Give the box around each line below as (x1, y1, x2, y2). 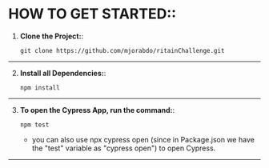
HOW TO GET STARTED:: (8, 5, 177, 23)
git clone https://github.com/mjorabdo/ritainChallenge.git (19, 46, 225, 54)
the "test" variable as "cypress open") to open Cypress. (31, 143, 216, 153)
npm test (19, 121, 50, 129)
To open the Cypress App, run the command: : (19, 105, 175, 114)
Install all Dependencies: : (19, 68, 106, 78)
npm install (19, 83, 60, 92)
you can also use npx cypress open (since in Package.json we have (31, 134, 255, 144)
